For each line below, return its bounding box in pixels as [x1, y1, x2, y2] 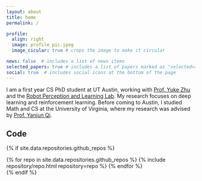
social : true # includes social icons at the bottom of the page [6, 70, 176, 76]
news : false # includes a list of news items [6, 58, 125, 64]
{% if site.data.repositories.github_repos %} [6, 144, 115, 152]
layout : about [6, 8, 42, 15]
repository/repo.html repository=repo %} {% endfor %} [6, 162, 143, 170]
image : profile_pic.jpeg [11, 42, 74, 48]
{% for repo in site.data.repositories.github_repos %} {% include [6, 156, 166, 164]
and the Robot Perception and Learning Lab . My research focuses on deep [6, 92, 191, 99]
